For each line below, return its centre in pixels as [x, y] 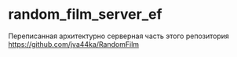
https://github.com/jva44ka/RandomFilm [74, 44]
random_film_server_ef [85, 14]
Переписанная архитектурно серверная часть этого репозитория [119, 36]
